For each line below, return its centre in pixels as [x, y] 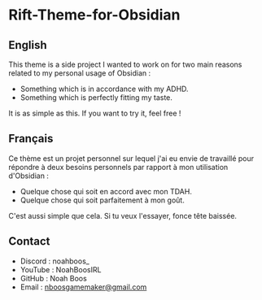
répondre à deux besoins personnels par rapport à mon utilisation [118, 167]
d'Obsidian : [28, 176]
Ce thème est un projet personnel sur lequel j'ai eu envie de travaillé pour [131, 158]
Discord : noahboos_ [55, 261]
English [28, 45]
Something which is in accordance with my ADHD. [104, 89]
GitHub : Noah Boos [53, 278]
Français [31, 139]
